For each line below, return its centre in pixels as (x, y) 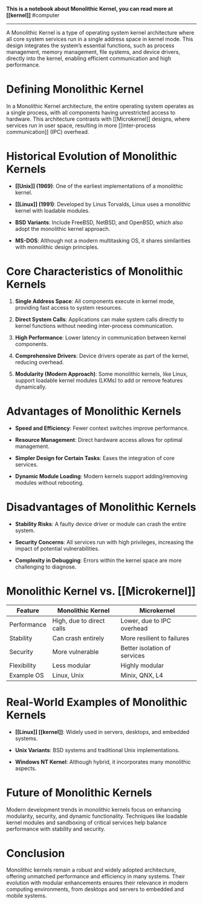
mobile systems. (27, 896)
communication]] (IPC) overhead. (48, 132)
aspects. (26, 768)
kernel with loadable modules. (52, 210)
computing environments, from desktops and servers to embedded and (95, 889)
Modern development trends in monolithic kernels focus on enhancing (94, 809)
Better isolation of (146, 648)
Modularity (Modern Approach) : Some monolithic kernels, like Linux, (101, 374)
